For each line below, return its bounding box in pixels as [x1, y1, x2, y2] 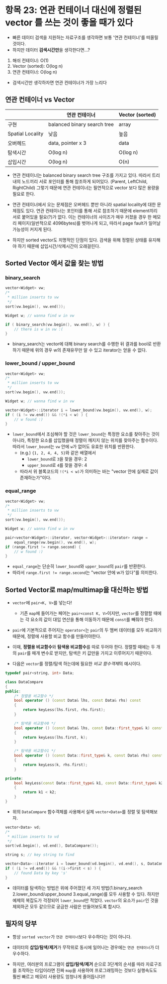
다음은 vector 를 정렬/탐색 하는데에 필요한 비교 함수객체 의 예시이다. [12, 660, 142, 667]
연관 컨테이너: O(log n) [12, 69, 57, 75]
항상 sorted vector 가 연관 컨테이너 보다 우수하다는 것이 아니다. [12, 934, 132, 940]
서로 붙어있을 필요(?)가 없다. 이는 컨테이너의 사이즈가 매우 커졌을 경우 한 [12, 214, 152, 219]
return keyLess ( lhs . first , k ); [23, 735, 88, 740]
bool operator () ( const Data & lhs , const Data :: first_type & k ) [14, 725, 150, 731]
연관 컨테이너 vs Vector [5, 96, 75, 104]
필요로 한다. [12, 191, 36, 197]
